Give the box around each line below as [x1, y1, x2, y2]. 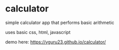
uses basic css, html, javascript [5, 29, 71, 35]
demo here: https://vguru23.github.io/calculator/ [5, 38, 106, 45]
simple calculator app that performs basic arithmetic [5, 19, 114, 25]
